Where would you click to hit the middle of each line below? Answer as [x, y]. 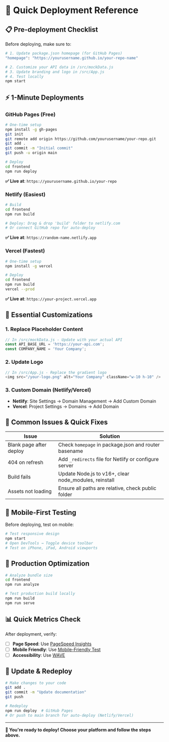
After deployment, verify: [31, 634]
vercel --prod [20, 289]
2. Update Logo [24, 362]
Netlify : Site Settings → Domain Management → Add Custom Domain [84, 401]
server [66, 465]
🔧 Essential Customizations [49, 315]
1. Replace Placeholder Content [44, 329]
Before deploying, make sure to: [38, 44]
